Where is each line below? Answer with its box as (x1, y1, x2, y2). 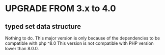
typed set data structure (5, 22, 81, 31)
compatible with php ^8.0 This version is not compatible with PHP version (5, 40, 154, 46)
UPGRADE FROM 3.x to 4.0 (5, 3, 116, 14)
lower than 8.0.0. (5, 46, 39, 51)
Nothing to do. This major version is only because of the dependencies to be (5, 35, 161, 41)
